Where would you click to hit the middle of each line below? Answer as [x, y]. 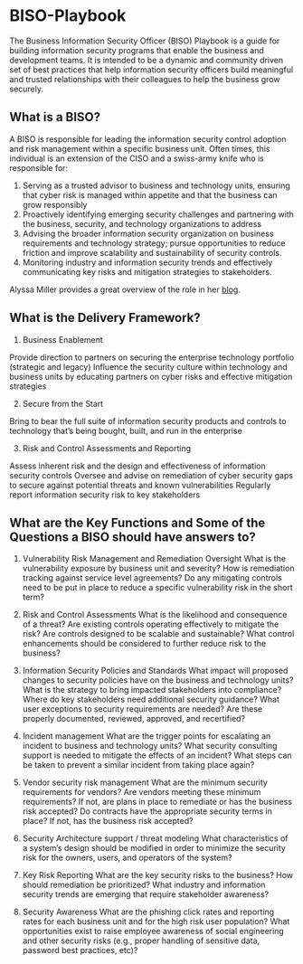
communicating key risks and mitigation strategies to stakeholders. [147, 271]
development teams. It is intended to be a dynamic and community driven [147, 60]
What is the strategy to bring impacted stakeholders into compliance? [152, 690]
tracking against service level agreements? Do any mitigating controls [152, 578]
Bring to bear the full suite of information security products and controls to [148, 421]
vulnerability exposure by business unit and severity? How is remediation [158, 568]
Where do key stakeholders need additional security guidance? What [151, 699]
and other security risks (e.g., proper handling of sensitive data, [141, 940]
